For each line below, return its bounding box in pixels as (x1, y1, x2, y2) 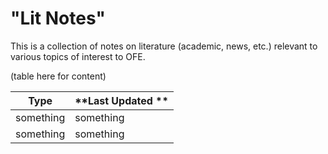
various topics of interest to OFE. (10, 50, 146, 62)
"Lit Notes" (10, 7, 106, 30)
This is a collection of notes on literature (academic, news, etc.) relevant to (10, 40, 318, 52)
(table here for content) (10, 70, 107, 82)
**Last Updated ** (74, 93, 169, 107)
